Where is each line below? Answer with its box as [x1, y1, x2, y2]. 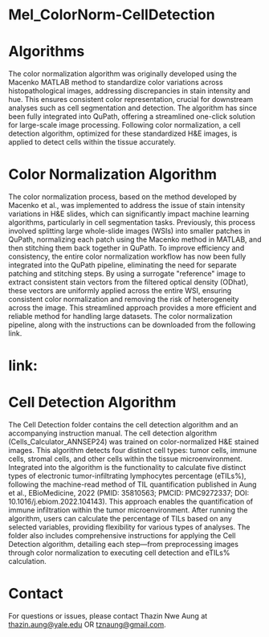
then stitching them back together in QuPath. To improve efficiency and [8, 243, 245, 253]
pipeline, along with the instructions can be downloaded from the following [8, 320, 255, 330]
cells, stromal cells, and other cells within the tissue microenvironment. [8, 454, 243, 463]
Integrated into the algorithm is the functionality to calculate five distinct [8, 463, 247, 472]
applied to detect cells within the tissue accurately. [8, 137, 177, 147]
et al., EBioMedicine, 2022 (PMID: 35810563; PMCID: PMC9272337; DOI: [8, 488, 250, 498]
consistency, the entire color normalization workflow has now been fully [8, 251, 247, 262]
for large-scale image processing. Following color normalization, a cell [8, 120, 241, 130]
